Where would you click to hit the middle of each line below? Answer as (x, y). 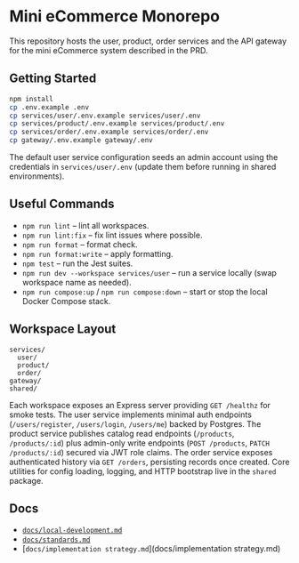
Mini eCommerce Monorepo (115, 16)
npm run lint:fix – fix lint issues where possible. (112, 235)
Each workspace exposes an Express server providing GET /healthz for (140, 405)
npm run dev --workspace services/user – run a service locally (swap (149, 272)
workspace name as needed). (77, 282)
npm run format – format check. (80, 244)
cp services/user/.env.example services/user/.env (105, 116)
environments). (37, 176)
